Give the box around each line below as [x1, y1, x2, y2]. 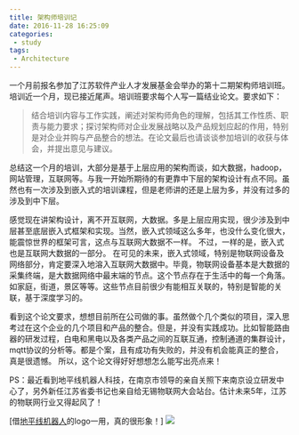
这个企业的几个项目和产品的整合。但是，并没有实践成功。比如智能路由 [32, 322, 290, 333]
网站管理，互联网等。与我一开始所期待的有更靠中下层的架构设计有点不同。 [9, 173, 282, 183]
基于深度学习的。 [24, 293, 87, 302]
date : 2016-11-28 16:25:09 [9, 21, 109, 30]
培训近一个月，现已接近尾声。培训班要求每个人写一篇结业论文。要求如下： [9, 91, 282, 101]
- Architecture [12, 54, 69, 63]
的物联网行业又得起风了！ [9, 397, 103, 407]
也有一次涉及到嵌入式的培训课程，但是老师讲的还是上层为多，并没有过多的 [16, 184, 290, 195]
